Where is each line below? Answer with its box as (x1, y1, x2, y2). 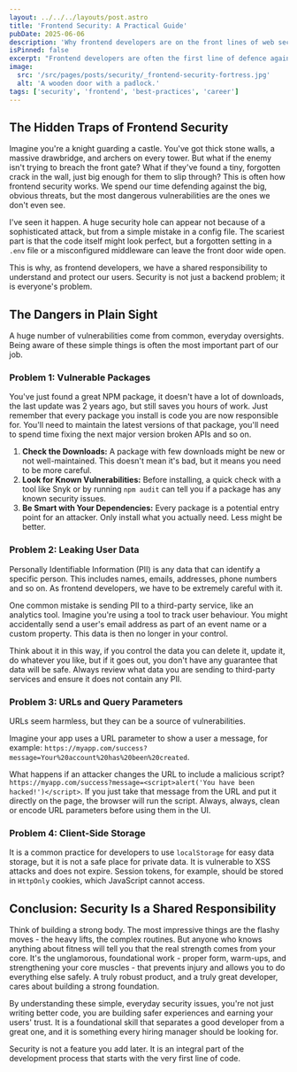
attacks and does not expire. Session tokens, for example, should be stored (9, 866, 284, 877)
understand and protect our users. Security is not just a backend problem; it (9, 272, 286, 283)
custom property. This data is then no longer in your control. (9, 628, 228, 639)
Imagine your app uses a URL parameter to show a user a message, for (9, 733, 268, 744)
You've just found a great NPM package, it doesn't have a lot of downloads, (9, 392, 285, 402)
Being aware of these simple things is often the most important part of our (9, 340, 278, 351)
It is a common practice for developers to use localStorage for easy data (9, 847, 275, 858)
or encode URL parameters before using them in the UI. (9, 805, 211, 816)
